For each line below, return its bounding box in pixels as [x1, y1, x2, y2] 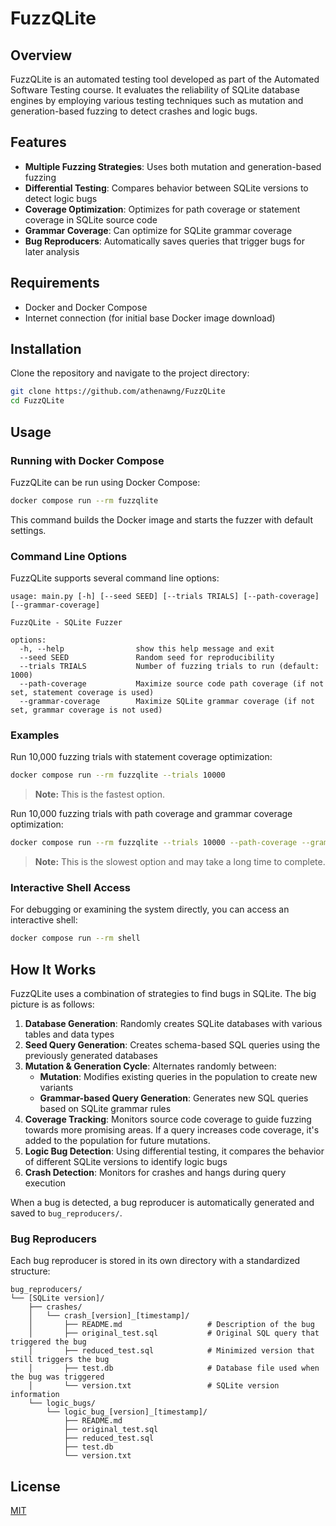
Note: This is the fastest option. [34, 788, 166, 801]
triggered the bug [10, 1337, 87, 1347]
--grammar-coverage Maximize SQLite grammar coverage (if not [19, 697, 315, 707]
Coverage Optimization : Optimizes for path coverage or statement [24, 203, 301, 215]
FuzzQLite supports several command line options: [10, 572, 220, 584]
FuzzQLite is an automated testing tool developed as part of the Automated [10, 73, 320, 85]
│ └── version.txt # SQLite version [28, 1381, 280, 1391]
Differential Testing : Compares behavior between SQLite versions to [24, 182, 309, 194]
